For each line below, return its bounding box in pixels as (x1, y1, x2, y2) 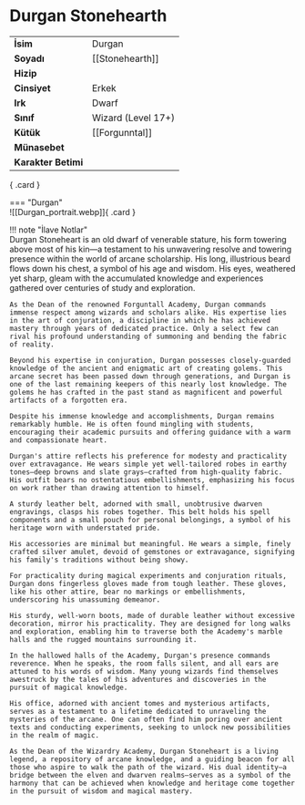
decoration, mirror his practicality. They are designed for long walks (9, 619, 291, 628)
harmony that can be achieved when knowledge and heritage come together (9, 779, 296, 788)
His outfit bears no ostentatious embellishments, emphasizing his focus (9, 475, 296, 484)
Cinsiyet (14, 81, 52, 94)
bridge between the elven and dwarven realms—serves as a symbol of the (9, 770, 291, 779)
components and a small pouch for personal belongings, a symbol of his (9, 515, 291, 524)
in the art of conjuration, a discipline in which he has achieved (9, 315, 271, 325)
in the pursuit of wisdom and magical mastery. (9, 786, 194, 796)
